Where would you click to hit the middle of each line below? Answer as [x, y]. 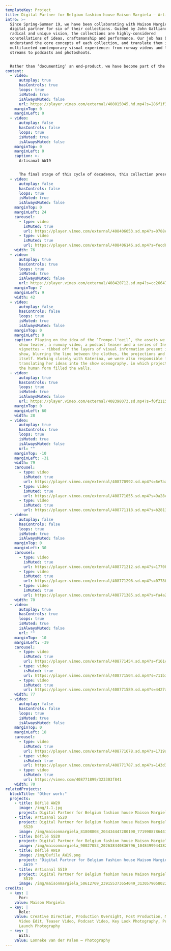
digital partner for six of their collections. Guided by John [78, 29]
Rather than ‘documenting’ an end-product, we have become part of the [88, 66]
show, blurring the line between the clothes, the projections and [92, 354]
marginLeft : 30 [31, 548]
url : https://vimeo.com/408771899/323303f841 [73, 780]
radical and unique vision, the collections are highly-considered [83, 34]
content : [15, 71]
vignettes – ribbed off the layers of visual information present [91, 349]
